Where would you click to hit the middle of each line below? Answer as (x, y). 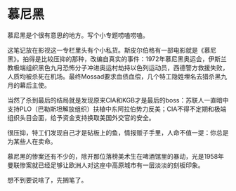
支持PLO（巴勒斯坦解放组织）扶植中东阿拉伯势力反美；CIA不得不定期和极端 (117, 109)
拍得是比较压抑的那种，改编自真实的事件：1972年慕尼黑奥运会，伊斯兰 (124, 59)
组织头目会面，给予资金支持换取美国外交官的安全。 (81, 117)
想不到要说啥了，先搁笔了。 (47, 180)
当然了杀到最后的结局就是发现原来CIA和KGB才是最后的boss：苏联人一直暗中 (118, 100)
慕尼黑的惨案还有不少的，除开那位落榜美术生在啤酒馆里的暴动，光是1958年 (116, 156)
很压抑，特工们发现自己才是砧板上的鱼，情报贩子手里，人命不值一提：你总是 (118, 132)
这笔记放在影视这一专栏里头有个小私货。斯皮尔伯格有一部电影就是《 (106, 50)
